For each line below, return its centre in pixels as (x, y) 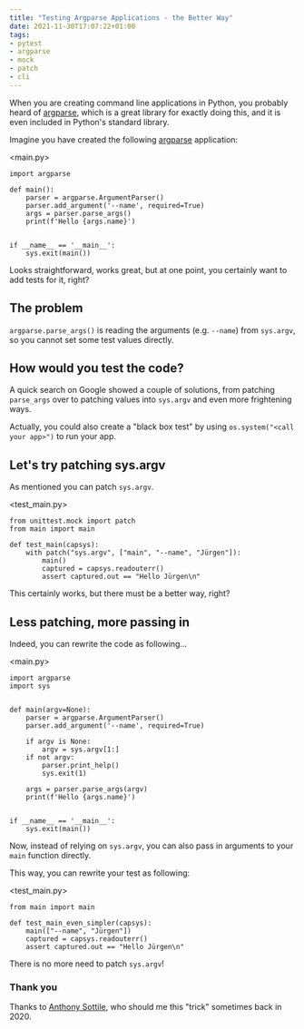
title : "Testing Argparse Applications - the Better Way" (121, 18)
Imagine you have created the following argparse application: (124, 139)
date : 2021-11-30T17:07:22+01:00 (73, 26)
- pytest (26, 43)
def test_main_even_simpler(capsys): (81, 923)
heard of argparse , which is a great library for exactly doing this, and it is (145, 112)
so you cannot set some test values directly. (92, 339)
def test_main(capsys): (54, 545)
